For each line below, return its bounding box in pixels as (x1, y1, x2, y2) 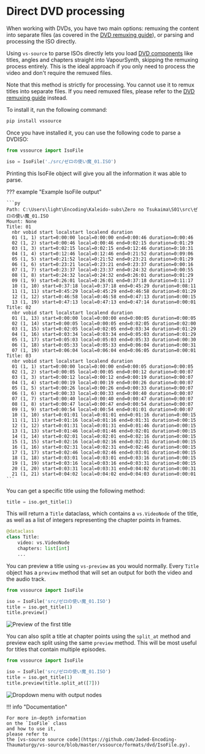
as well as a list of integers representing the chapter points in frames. (6, 516, 182, 524)
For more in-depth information (6, 715, 87, 721)
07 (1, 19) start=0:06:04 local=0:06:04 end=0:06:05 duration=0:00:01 (12, 347, 196, 354)
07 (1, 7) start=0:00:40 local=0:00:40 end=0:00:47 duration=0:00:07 (12, 395, 193, 402)
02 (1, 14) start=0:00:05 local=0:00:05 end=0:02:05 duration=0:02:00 (12, 321, 196, 327)
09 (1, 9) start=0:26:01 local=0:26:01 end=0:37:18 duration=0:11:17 (12, 278, 193, 284)
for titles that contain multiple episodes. (6, 646, 107, 653)
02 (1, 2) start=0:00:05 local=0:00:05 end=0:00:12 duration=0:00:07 (12, 368, 193, 375)
